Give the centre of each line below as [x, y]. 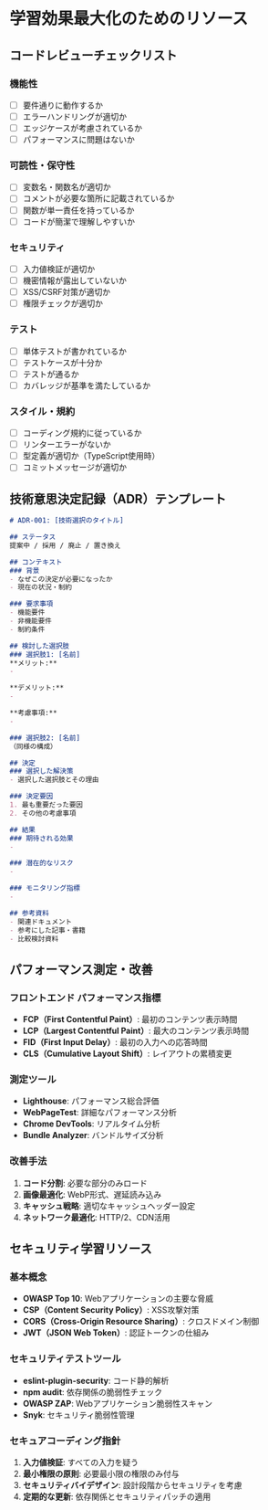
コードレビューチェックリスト [93, 55]
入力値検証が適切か [59, 269]
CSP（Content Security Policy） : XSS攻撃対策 [111, 1310]
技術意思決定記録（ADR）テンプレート [118, 499]
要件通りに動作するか [62, 105]
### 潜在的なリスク [41, 863]
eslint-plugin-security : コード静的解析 [96, 1380]
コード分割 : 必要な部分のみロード [85, 1183]
